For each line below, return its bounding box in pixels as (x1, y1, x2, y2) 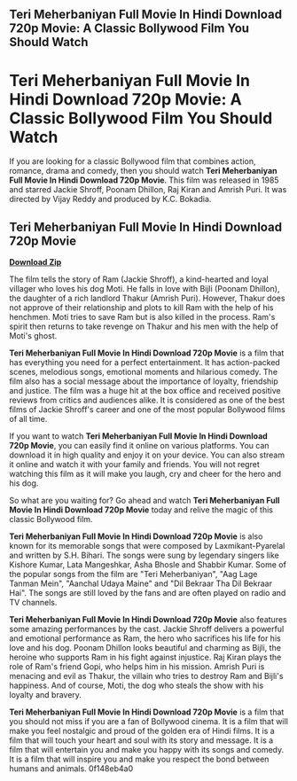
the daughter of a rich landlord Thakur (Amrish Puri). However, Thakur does (9, 293, 285, 304)
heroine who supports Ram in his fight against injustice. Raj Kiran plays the (9, 652, 282, 663)
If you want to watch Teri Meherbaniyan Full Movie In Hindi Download (9, 431, 268, 441)
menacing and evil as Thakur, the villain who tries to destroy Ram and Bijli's (9, 671, 284, 682)
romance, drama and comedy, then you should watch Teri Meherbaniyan (9, 166, 277, 176)
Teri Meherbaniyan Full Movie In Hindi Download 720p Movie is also (9, 531, 263, 542)
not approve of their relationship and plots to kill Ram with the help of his (9, 302, 274, 313)
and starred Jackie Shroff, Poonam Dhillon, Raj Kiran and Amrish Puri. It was (9, 184, 287, 195)
